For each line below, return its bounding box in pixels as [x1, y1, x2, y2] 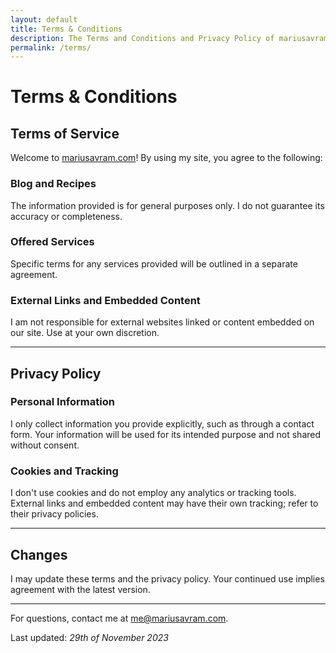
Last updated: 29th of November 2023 [10, 631, 169, 643]
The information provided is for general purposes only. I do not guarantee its [10, 199, 325, 211]
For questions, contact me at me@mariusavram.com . [10, 612, 229, 624]
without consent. [10, 439, 80, 451]
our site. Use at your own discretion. [10, 327, 160, 339]
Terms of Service [10, 125, 120, 142]
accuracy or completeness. [10, 210, 123, 222]
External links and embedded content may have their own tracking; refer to [10, 497, 319, 510]
